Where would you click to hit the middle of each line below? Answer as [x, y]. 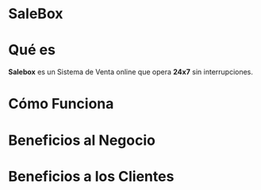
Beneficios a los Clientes [91, 176]
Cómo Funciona [61, 104]
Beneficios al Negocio [82, 140]
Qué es [32, 50]
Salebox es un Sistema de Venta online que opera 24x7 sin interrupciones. [131, 72]
